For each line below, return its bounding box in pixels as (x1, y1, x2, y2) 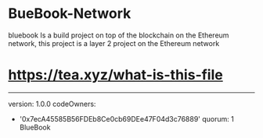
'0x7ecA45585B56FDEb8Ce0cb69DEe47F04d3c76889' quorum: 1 (19, 114, 235, 123)
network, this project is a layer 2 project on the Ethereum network (8, 38, 220, 48)
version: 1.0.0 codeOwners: (8, 99, 96, 108)
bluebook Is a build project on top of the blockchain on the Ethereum (8, 30, 229, 40)
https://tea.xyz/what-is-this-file (8, 66, 223, 84)
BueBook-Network (8, 5, 131, 23)
